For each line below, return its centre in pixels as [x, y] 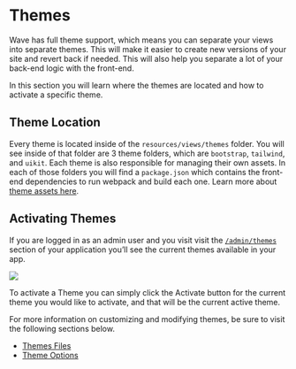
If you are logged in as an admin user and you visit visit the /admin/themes [143, 240]
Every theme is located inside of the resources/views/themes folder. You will [147, 143]
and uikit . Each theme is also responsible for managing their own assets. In [148, 162]
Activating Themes [63, 219]
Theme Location [55, 123]
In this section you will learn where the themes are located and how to [137, 85]
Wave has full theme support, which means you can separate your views [141, 40]
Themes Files [46, 345]
